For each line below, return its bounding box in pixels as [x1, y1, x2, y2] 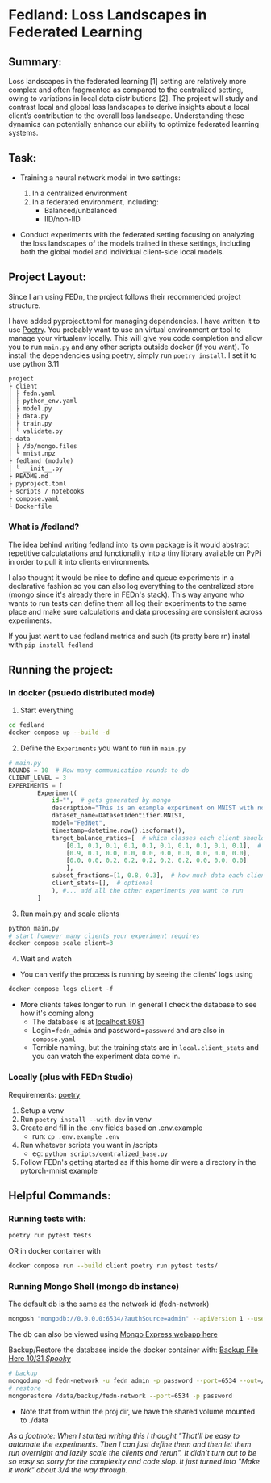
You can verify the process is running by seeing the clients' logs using [19, 969, 254, 979]
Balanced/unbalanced [44, 205, 118, 215]
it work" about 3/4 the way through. [8, 1464, 128, 1475]
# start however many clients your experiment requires [8, 931, 200, 940]
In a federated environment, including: [31, 196, 159, 207]
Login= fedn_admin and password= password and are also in [31, 1026, 225, 1036]
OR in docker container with [8, 1246, 101, 1256]
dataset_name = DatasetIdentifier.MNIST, [51, 812, 186, 820]
